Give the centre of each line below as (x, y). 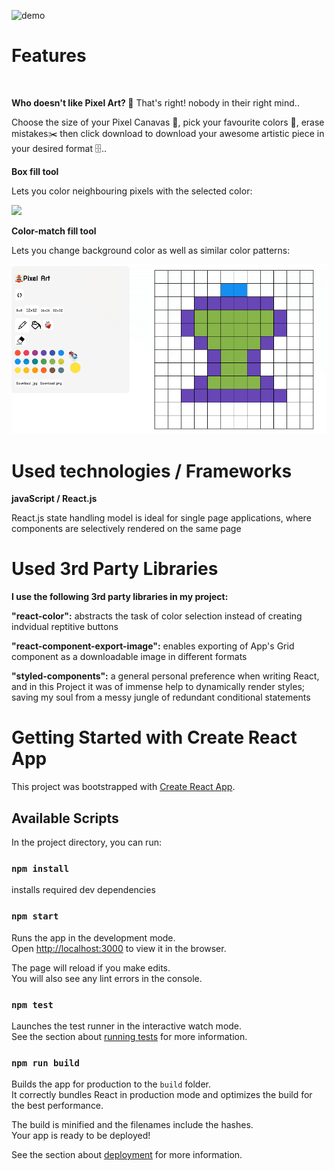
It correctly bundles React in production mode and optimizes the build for (162, 1095)
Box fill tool (35, 171)
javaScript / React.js (54, 499)
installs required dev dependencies (83, 890)
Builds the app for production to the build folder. (111, 1084)
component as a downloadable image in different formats (129, 657)
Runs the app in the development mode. (93, 937)
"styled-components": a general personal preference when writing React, (165, 676)
